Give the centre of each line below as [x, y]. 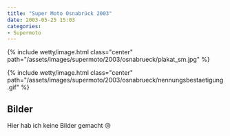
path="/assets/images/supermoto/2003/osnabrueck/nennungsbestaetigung [115, 80]
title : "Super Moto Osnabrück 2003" [60, 13]
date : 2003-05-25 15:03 [41, 20]
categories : [24, 26]
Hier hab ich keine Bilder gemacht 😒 [59, 126]
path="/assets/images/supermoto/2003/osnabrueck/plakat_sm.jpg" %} [108, 60]
